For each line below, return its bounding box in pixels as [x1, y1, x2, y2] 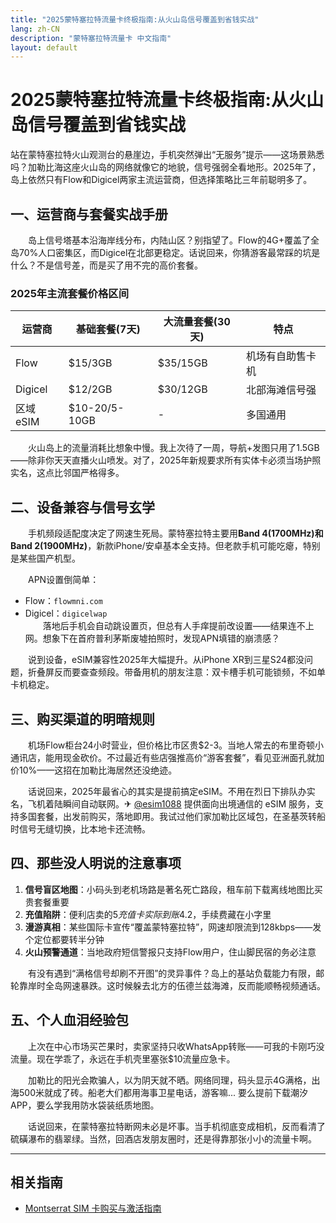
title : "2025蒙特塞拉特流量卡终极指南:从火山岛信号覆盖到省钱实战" [10, 14, 260, 25]
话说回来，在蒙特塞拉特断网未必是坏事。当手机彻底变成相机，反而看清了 [27, 1120, 326, 1132]
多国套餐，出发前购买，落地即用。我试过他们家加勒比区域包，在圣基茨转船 [18, 810, 326, 822]
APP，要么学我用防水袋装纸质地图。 [10, 1099, 160, 1111]
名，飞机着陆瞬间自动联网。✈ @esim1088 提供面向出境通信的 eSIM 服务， [10, 797, 316, 810]
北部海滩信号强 [245, 383, 317, 397]
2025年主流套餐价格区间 [10, 286, 130, 300]
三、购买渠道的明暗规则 [10, 711, 155, 728]
